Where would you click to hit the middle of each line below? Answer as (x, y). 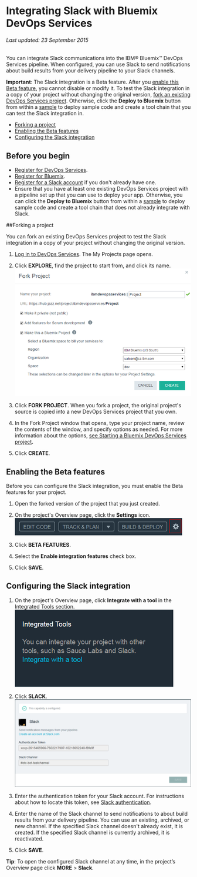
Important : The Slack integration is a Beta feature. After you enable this (92, 82)
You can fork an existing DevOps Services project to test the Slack (86, 237)
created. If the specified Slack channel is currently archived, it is (92, 833)
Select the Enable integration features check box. (75, 556)
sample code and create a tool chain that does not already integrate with (102, 208)
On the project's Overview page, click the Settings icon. (82, 515)
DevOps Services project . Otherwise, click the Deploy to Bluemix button (94, 101)
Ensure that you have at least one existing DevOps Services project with (101, 189)
